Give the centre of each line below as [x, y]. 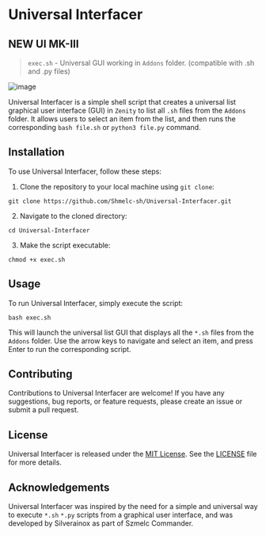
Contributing [40, 374]
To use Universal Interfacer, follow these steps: [85, 171]
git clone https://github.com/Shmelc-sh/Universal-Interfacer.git [120, 201]
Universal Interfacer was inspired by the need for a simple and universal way [133, 507]
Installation [36, 152]
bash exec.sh [30, 318]
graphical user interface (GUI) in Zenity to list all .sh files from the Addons [127, 110]
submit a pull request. [44, 410]
